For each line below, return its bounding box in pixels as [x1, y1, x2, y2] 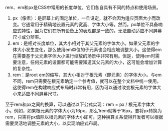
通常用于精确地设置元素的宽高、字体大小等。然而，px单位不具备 [26, 22, 158, 27]
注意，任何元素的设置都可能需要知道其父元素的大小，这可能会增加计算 [17, 59, 162, 65]
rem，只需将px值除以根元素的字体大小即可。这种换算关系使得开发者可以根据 [5, 114, 163, 120]
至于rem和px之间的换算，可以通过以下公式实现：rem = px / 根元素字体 [5, 101, 150, 107]
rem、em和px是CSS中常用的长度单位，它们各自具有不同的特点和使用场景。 [5, 5, 161, 10]
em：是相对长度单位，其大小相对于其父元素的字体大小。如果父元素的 [12, 40, 155, 46]
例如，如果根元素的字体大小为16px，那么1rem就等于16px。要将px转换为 [14, 108, 162, 113]
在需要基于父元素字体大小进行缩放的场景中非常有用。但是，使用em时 [12, 53, 155, 59]
